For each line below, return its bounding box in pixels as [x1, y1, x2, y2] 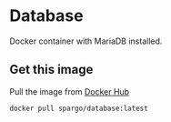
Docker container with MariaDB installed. [9, 36, 163, 46]
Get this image [9, 62, 94, 77]
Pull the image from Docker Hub [9, 86, 130, 97]
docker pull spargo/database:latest [9, 104, 148, 113]
